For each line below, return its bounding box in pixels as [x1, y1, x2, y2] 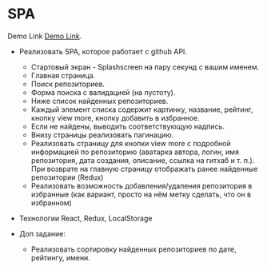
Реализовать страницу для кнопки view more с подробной [30, 138, 231, 148]
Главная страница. [30, 70, 96, 80]
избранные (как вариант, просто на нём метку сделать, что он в [30, 189, 252, 199]
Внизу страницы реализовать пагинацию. [30, 129, 174, 140]
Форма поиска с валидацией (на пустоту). [30, 87, 176, 97]
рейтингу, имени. [30, 252, 91, 262]
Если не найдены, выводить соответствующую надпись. [30, 121, 225, 131]
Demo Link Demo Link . [7, 31, 82, 41]
